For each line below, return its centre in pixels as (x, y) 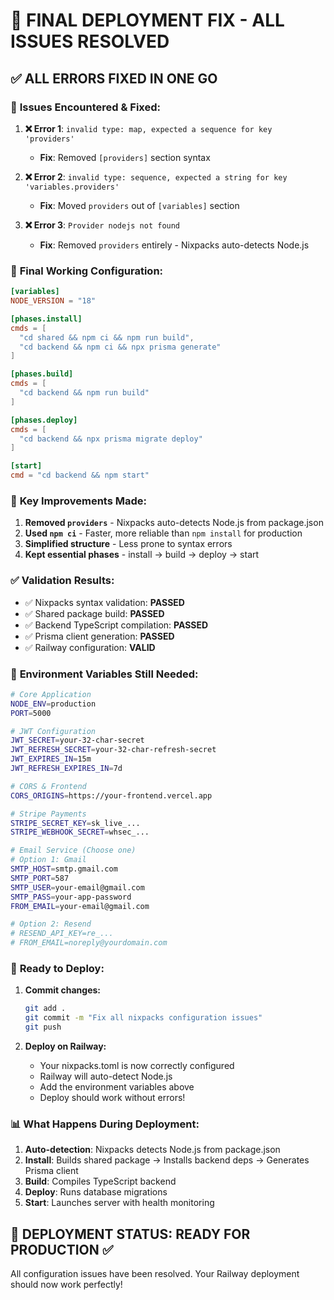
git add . (45, 1009)
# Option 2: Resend (51, 924)
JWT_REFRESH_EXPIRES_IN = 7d (66, 769)
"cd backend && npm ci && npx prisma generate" (120, 347)
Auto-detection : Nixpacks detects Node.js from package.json (152, 1150)
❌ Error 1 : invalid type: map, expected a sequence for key (148, 128)
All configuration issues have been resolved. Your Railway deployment (155, 1274)
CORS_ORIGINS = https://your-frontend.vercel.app (111, 795)
